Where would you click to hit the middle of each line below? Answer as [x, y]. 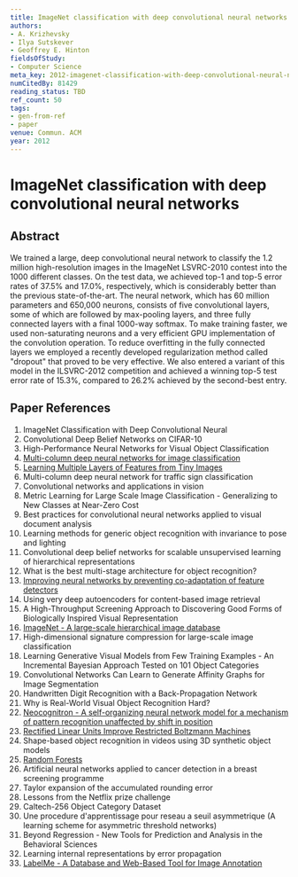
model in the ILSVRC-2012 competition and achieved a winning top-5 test [144, 371]
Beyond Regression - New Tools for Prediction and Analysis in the [143, 834]
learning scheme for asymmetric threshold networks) [120, 825]
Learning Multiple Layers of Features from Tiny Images [123, 467]
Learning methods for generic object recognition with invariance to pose [155, 533]
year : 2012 [30, 141]
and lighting [44, 543]
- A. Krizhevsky [40, 34]
